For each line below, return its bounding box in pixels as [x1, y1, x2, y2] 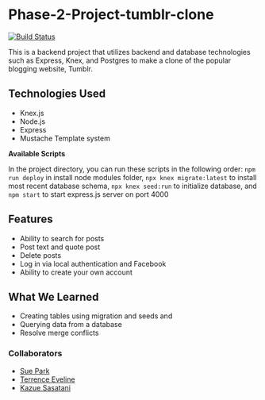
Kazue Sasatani [19, 383, 71, 392]
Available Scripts [8, 148, 66, 158]
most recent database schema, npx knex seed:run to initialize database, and [8, 181, 258, 190]
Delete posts [19, 250, 62, 260]
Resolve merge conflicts [19, 328, 99, 338]
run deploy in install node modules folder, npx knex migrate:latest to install [8, 172, 257, 182]
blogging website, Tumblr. [8, 63, 93, 73]
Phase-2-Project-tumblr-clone [8, 6, 214, 24]
